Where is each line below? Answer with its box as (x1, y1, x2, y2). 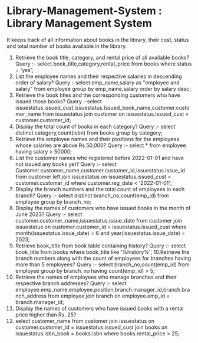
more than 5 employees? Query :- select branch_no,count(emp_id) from (15, 261, 190, 268)
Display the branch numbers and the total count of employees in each (15, 185, 185, 192)
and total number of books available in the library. (6, 43, 127, 50)
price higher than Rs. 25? (15, 311, 77, 318)
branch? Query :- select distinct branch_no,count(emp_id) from (15, 192, 169, 199)
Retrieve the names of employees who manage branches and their (15, 273, 177, 280)
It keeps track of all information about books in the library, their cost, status (6, 36, 189, 43)
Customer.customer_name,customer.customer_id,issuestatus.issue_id (15, 166, 185, 174)
